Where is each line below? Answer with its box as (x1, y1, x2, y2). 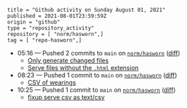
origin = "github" (7, 19, 60, 26)
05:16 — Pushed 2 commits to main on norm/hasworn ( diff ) (17, 49, 180, 57)
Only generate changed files (27, 56, 109, 64)
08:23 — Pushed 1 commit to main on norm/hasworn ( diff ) (17, 71, 178, 79)
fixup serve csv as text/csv (27, 93, 105, 101)
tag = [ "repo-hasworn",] (7, 37, 82, 44)
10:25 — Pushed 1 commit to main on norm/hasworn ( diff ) (17, 86, 176, 93)
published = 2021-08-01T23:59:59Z (7, 12, 107, 19)
